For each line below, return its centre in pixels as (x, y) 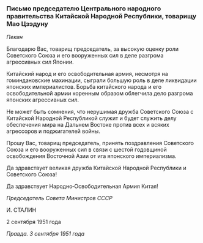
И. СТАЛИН (21, 210)
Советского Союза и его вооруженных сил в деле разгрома (85, 56)
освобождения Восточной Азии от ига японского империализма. (91, 156)
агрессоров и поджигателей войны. (54, 131)
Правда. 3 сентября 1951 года (46, 234)
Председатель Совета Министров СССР (60, 198)
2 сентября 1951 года (34, 222)
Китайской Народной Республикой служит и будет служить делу (91, 118)
